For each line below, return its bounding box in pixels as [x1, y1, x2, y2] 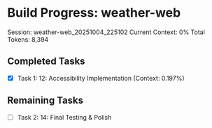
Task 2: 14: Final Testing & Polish [17, 113, 112, 121]
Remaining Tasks [7, 95, 84, 106]
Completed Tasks [7, 56, 85, 67]
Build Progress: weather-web [7, 5, 181, 21]
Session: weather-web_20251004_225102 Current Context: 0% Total [7, 28, 205, 36]
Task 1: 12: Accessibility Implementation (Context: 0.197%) [17, 74, 185, 82]
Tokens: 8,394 [7, 35, 49, 43]
